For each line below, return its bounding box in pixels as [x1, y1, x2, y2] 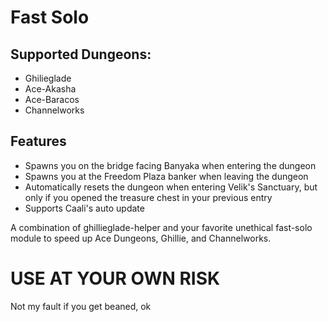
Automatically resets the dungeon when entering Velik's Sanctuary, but [24, 181, 318, 193]
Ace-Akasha [24, 83, 77, 95]
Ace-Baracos [24, 94, 80, 105]
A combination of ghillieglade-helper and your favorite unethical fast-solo [10, 221, 313, 233]
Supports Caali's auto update [24, 202, 145, 214]
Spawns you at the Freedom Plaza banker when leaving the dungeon [24, 170, 309, 182]
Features [10, 133, 67, 150]
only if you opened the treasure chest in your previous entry [24, 191, 273, 203]
